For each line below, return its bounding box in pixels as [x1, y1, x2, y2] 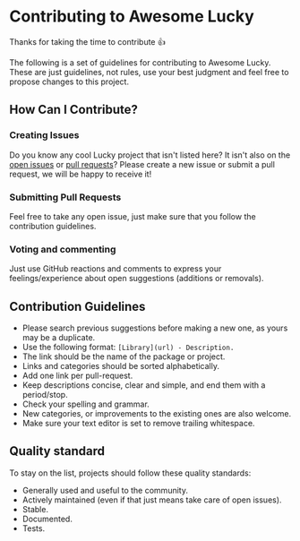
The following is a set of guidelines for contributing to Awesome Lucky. [9, 56, 271, 68]
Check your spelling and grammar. [21, 399, 150, 409]
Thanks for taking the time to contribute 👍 [9, 36, 166, 47]
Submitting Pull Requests [9, 191, 122, 203]
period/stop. [21, 390, 69, 400]
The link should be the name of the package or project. [21, 351, 226, 362]
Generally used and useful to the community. [21, 485, 188, 495]
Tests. [21, 522, 46, 534]
